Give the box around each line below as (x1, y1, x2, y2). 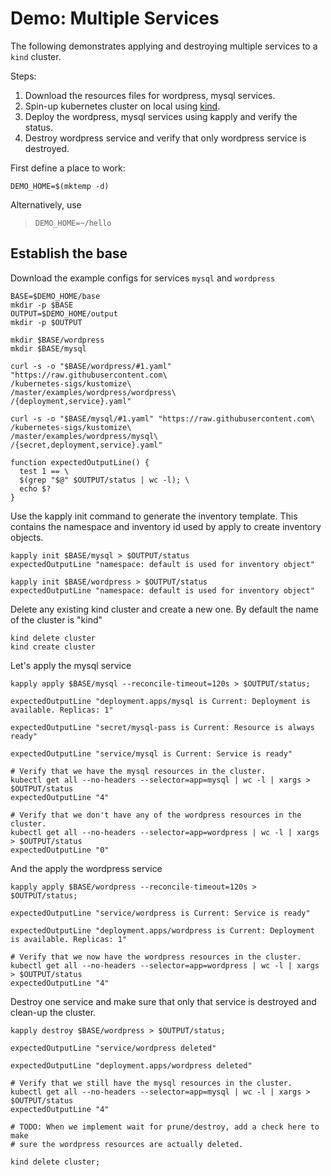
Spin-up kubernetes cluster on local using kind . (24, 100, 221, 112)
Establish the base (10, 245, 128, 262)
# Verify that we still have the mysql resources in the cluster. (10, 1078, 293, 1088)
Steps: (10, 70, 37, 82)
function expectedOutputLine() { (10, 457, 150, 467)
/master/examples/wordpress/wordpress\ (10, 387, 177, 397)
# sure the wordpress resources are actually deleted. (10, 1139, 244, 1149)
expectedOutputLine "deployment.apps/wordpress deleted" (10, 1060, 253, 1071)
